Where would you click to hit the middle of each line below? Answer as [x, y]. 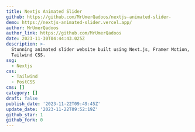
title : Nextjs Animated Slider [44, 11]
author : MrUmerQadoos [32, 28]
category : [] [22, 93]
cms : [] [16, 88]
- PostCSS [23, 82]
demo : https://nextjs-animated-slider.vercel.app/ [69, 22]
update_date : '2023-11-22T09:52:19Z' [52, 109]
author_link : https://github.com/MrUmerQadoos [64, 33]
